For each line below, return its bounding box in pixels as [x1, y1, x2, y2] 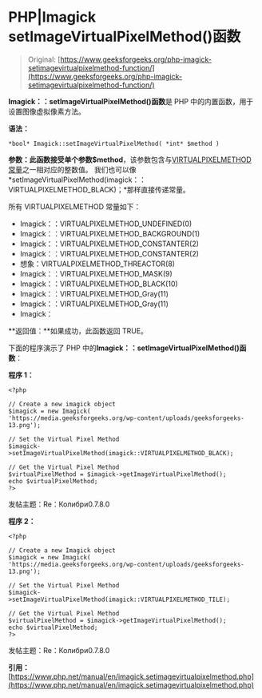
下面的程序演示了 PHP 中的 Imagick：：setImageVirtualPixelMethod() [8, 343, 240, 353]
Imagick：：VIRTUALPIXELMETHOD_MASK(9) [19, 268, 173, 278]
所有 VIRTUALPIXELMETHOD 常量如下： [8, 201, 141, 212]
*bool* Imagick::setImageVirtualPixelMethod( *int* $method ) [8, 139, 220, 147]
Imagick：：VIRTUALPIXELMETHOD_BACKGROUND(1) [19, 228, 200, 238]
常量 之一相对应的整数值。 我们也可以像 [8, 164, 137, 174]
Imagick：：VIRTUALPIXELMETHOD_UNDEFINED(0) [19, 219, 193, 228]
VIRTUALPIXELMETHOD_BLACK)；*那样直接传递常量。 [8, 184, 190, 194]
